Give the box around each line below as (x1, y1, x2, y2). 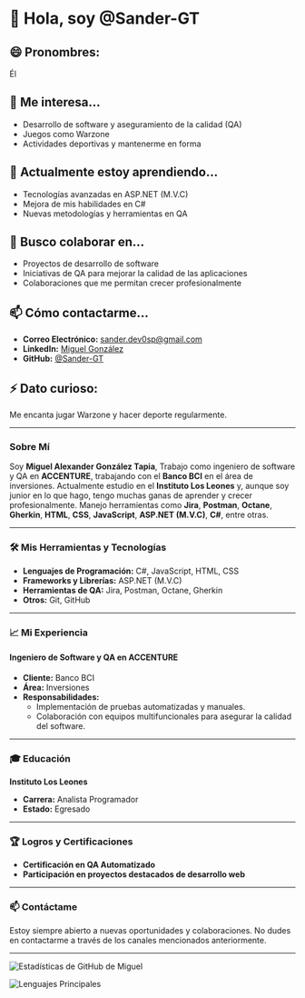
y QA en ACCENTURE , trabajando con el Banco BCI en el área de (9, 471, 254, 482)
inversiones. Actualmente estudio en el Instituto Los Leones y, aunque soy (9, 481, 290, 492)
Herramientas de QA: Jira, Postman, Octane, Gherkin (22, 584, 223, 595)
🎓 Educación (9, 752, 71, 764)
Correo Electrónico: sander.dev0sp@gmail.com (22, 334, 202, 344)
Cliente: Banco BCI (22, 672, 95, 683)
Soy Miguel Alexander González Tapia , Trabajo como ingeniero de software (9, 461, 296, 472)
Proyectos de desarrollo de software (22, 258, 159, 269)
